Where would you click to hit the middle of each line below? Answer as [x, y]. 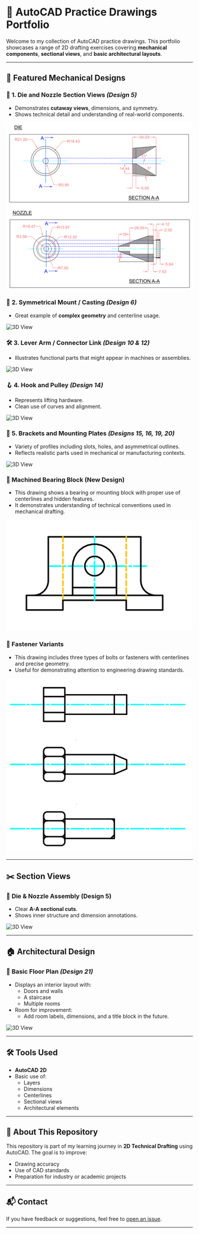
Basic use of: [31, 1076]
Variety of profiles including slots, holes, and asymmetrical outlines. [97, 446]
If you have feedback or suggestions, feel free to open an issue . [84, 1219]
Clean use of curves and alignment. [58, 407]
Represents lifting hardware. [49, 400]
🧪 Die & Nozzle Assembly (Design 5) [59, 896]
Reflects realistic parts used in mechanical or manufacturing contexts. [100, 453]
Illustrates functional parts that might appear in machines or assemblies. [103, 358]
